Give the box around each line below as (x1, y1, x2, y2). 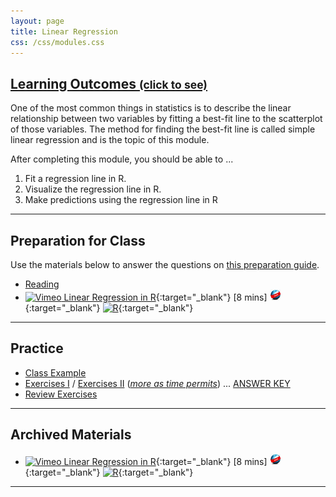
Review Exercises (24, 388, 98, 400)
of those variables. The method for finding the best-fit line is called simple (10, 123, 316, 135)
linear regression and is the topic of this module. (10, 134, 210, 146)
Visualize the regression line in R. (24, 183, 162, 195)
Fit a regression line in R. (24, 173, 127, 185)
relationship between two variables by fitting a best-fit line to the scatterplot (10, 113, 323, 125)
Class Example (24, 366, 87, 379)
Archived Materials (10, 426, 132, 444)
